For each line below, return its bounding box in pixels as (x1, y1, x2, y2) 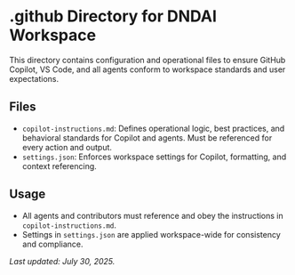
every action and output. (21, 142, 113, 152)
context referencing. (21, 160, 98, 171)
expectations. (9, 73, 60, 84)
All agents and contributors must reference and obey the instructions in (21, 210, 284, 221)
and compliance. (21, 239, 84, 249)
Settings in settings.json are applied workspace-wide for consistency (21, 229, 282, 239)
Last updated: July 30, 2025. (9, 255, 116, 266)
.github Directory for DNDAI (9, 6, 218, 27)
